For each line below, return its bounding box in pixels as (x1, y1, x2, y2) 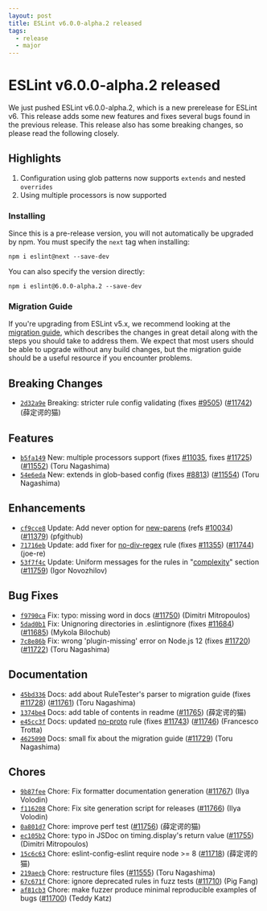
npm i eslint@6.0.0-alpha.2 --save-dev (8, 282, 142, 290)
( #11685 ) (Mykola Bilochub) (19, 627, 111, 637)
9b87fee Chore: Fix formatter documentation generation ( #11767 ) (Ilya (19, 786, 249, 796)
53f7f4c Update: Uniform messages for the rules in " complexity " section (19, 556, 260, 567)
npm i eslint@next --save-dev (8, 252, 110, 261)
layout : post (8, 11, 52, 20)
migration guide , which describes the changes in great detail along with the (8, 327, 258, 338)
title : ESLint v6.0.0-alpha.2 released (8, 19, 142, 27)
